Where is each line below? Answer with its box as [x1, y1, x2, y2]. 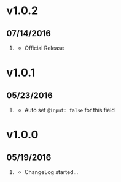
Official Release [24, 44, 64, 51]
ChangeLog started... [24, 169, 79, 175]
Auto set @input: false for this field [24, 107, 115, 113]
